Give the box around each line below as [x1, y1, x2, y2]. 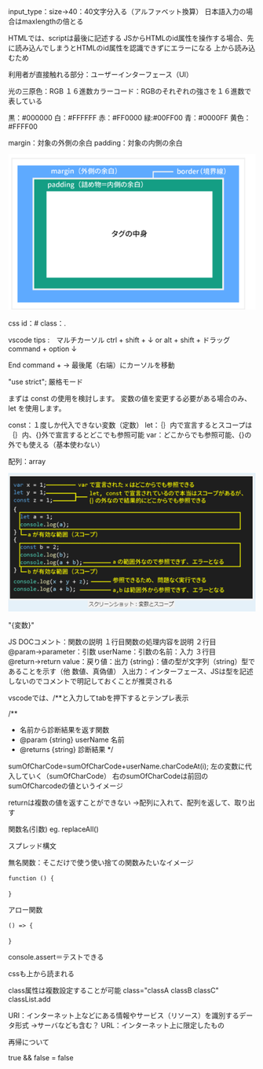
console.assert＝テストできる [8, 952, 104, 961]
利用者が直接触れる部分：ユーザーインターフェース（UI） [8, 70, 194, 79]
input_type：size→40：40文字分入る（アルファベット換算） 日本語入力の [8, 7, 247, 16]
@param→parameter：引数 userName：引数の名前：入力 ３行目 [8, 647, 216, 656]
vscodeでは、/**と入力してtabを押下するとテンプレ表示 [8, 693, 189, 702]
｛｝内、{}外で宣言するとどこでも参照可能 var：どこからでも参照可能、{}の [8, 430, 252, 440]
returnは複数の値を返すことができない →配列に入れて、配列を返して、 [8, 798, 235, 807]
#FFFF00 [8, 122, 38, 131]
